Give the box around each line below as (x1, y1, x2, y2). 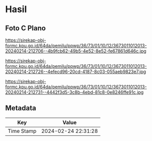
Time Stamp (8, 127, 37, 134)
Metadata (5, 104, 36, 113)
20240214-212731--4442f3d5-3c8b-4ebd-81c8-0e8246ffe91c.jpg (5, 89, 144, 95)
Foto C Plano (5, 24, 46, 32)
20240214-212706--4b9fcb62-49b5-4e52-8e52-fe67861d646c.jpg (5, 48, 146, 54)
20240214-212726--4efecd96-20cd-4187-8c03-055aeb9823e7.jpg (5, 68, 146, 75)
